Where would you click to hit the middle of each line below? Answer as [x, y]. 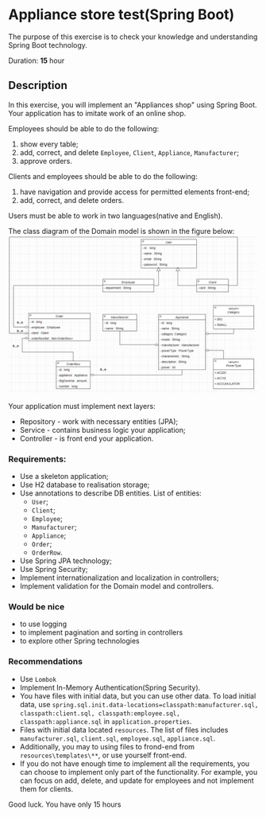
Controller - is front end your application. [87, 438]
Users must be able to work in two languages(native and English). [116, 216]
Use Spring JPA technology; [66, 561]
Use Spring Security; [54, 569]
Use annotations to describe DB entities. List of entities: [111, 493]
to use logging [43, 624]
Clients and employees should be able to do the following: [103, 176]
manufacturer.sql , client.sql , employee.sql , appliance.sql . [118, 738]
